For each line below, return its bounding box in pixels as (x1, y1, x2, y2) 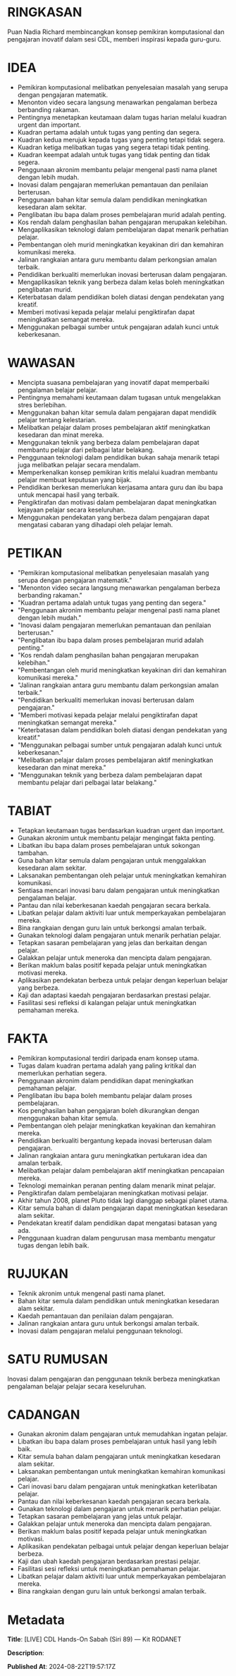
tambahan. (17, 849, 49, 857)
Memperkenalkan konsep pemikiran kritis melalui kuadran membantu (17, 468, 218, 476)
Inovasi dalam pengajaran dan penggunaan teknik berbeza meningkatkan (7, 1374, 221, 1383)
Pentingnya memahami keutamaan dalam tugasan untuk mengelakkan (17, 393, 221, 402)
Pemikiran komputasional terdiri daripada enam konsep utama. (17, 1054, 199, 1062)
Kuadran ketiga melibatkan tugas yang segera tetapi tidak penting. (17, 142, 211, 152)
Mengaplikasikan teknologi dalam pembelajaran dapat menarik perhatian (17, 225, 229, 233)
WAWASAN (7, 355, 75, 371)
